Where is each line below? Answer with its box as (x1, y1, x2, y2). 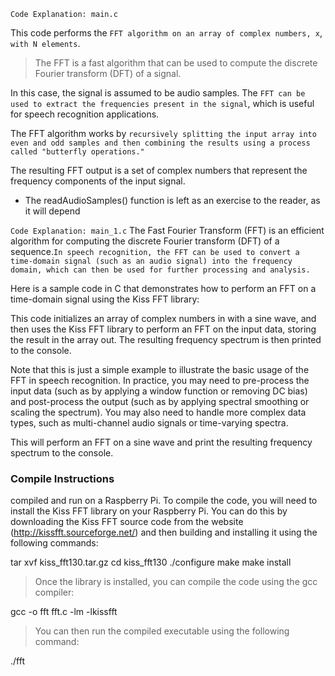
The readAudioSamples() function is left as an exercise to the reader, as (24, 195, 321, 206)
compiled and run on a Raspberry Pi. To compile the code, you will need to (10, 495, 318, 507)
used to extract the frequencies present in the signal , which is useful (10, 98, 315, 109)
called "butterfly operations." (10, 147, 145, 157)
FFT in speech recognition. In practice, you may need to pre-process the (10, 375, 310, 386)
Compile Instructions (10, 471, 115, 485)
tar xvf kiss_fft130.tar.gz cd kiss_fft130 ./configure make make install (10, 556, 292, 569)
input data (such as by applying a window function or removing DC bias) (10, 385, 308, 397)
